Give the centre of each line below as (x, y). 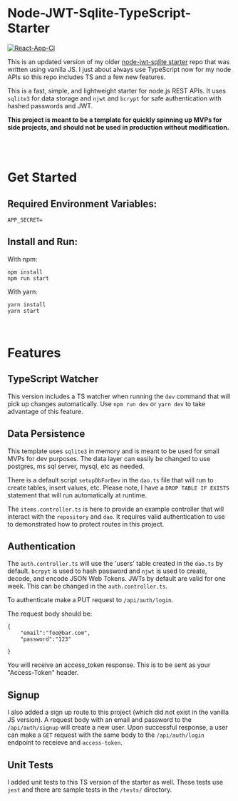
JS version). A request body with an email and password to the (100, 720)
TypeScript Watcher (53, 379)
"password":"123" (46, 639)
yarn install (27, 304)
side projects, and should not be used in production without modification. (118, 127)
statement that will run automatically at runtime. (77, 495)
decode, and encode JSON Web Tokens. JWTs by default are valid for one (117, 579)
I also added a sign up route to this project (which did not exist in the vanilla (118, 712)
